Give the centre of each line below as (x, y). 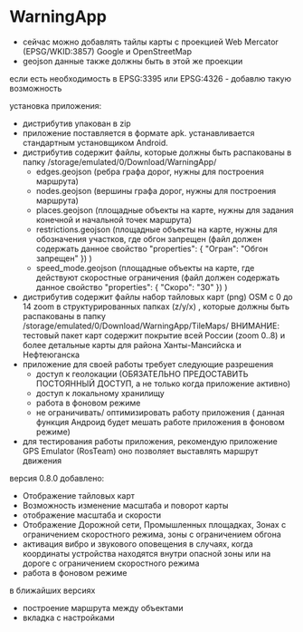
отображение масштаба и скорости (92, 515)
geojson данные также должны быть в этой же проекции (133, 61)
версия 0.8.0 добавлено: (57, 478)
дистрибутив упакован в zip (76, 123)
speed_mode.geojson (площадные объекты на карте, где (145, 267)
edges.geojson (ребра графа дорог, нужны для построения (150, 171)
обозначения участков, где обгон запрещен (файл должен (149, 238)
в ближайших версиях (52, 590)
